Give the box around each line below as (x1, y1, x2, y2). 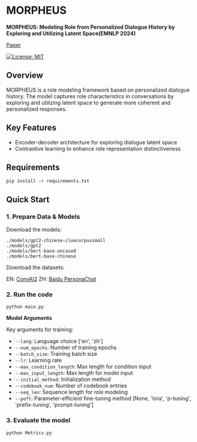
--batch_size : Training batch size (14, 350, 98, 358)
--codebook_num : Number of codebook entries (14, 382, 128, 389)
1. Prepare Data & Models (6, 212, 80, 220)
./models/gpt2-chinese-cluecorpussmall (6, 238, 106, 244)
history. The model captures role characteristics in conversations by (6, 92, 174, 99)
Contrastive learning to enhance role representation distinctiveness (14, 145, 181, 152)
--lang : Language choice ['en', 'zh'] (14, 338, 104, 345)
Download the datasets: (6, 264, 65, 271)
